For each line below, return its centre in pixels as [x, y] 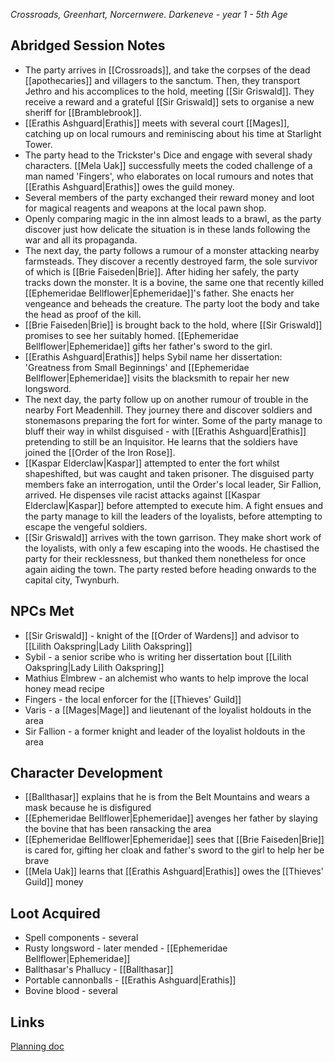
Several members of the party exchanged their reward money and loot [169, 197]
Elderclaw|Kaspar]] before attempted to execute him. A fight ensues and [174, 505]
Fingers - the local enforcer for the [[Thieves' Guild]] [133, 699]
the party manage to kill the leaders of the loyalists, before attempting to [173, 516]
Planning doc [37, 1046]
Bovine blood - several [71, 991]
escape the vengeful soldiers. [86, 526]
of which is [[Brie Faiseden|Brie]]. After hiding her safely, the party [162, 271]
